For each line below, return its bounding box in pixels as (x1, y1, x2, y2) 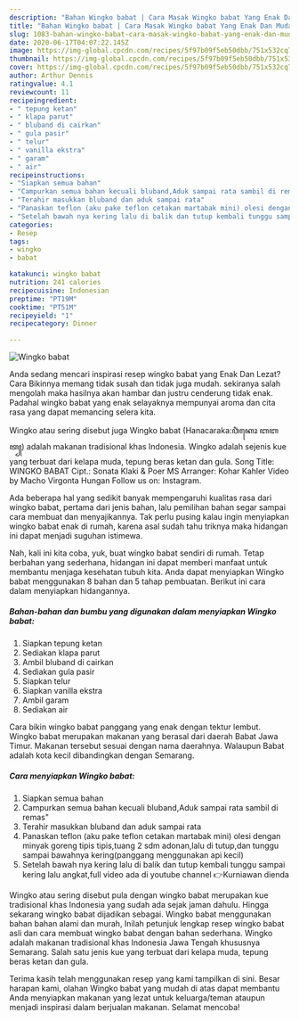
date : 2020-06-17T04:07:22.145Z (9, 37, 129, 47)
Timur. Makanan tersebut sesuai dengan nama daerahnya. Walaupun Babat (9, 741, 285, 752)
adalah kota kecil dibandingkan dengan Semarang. (9, 750, 195, 761)
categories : (9, 220, 53, 229)
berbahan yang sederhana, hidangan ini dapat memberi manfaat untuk (9, 557, 269, 568)
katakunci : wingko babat (9, 269, 101, 279)
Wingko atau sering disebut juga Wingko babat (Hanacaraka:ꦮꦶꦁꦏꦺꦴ (9, 425, 258, 436)
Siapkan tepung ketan (21, 638, 102, 649)
